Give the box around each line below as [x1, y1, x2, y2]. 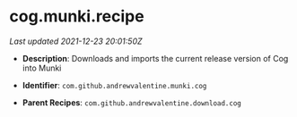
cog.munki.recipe [9, 6, 145, 27]
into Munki [22, 63, 62, 73]
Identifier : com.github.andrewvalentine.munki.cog [22, 79, 207, 90]
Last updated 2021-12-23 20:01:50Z [9, 36, 143, 46]
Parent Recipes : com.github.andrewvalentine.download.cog [22, 96, 242, 108]
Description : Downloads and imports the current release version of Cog [22, 53, 289, 63]
